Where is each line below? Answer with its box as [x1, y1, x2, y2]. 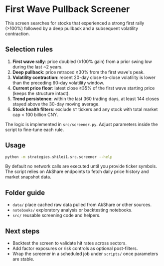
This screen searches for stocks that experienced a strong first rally [5, 20, 145, 26]
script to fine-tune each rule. [5, 126, 64, 132]
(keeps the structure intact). [12, 90, 70, 96]
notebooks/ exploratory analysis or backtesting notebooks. [12, 207, 133, 213]
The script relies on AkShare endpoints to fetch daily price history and [5, 168, 149, 174]
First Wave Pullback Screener [5, 3, 130, 15]
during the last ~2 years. [12, 63, 63, 69]
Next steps [5, 226, 40, 235]
